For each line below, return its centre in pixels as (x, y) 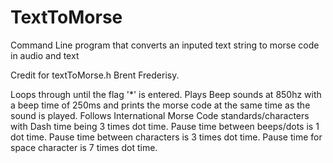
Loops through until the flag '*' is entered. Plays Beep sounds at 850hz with (166, 94)
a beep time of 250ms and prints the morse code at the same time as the (160, 105)
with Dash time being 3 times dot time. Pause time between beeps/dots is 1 (165, 126)
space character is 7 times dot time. (84, 147)
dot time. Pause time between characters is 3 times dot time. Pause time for (166, 137)
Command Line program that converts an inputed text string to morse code (165, 45)
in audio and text (45, 55)
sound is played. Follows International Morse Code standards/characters (160, 115)
